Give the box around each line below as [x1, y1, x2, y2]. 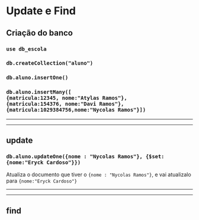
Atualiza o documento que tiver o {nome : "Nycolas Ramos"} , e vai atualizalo [6, 171, 191, 178]
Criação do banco [6, 28, 73, 38]
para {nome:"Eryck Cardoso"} [6, 177, 78, 184]
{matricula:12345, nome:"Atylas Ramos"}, [6, 95, 127, 101]
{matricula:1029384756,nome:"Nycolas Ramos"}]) [6, 107, 146, 113]
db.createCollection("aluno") [6, 60, 94, 66]
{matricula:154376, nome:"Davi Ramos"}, [6, 101, 124, 107]
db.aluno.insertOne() [6, 74, 69, 81]
